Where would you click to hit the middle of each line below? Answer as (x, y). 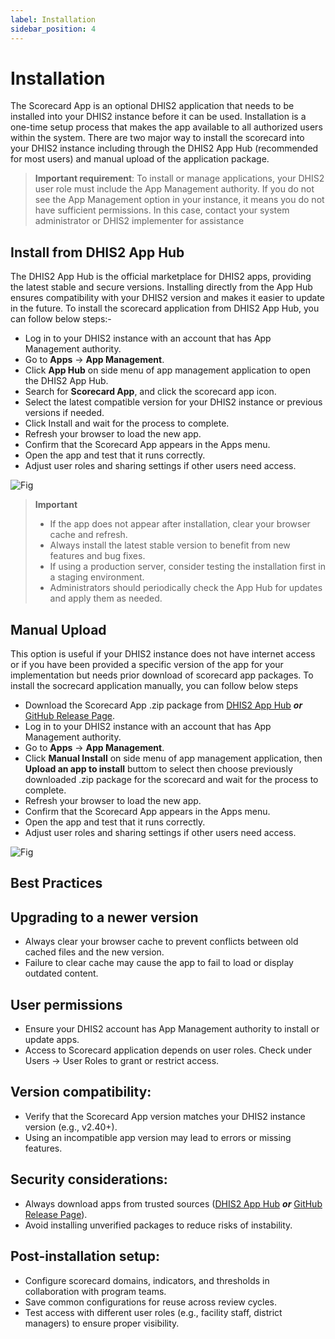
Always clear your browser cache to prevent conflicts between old (161, 942)
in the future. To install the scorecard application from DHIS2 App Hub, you (165, 308)
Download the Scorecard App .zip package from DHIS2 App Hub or (163, 705)
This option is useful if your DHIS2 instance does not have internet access (163, 654)
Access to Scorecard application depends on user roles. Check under (168, 1050)
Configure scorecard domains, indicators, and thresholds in (147, 1280)
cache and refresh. (88, 535)
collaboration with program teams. (95, 1291)
